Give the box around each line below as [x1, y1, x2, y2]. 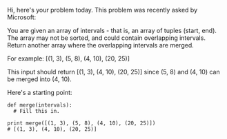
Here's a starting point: [7, 89, 72, 96]
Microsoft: [7, 13, 37, 21]
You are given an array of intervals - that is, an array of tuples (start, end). [7, 27, 217, 34]
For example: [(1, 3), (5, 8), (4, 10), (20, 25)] [7, 54, 130, 63]
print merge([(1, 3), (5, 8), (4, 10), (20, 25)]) [7, 120, 156, 127]
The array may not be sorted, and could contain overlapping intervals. [7, 34, 206, 42]
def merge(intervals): [7, 102, 72, 109]
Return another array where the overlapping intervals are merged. [7, 41, 195, 49]
